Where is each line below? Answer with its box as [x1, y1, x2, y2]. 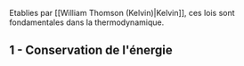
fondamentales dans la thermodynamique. [9, 17, 165, 28]
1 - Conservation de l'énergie [9, 43, 174, 58]
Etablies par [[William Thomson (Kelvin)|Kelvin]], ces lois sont [9, 8, 235, 18]
